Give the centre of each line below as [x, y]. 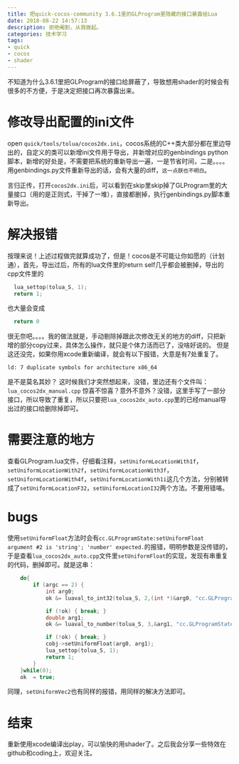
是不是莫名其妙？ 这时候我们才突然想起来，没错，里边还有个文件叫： [108, 382]
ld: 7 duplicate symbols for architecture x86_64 [83, 368]
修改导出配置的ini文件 [71, 122]
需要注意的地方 [51, 440]
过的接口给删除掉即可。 [48, 408]
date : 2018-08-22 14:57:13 [47, 21]
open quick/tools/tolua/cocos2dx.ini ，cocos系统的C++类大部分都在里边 [116, 143]
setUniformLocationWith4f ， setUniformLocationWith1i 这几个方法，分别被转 [118, 479]
